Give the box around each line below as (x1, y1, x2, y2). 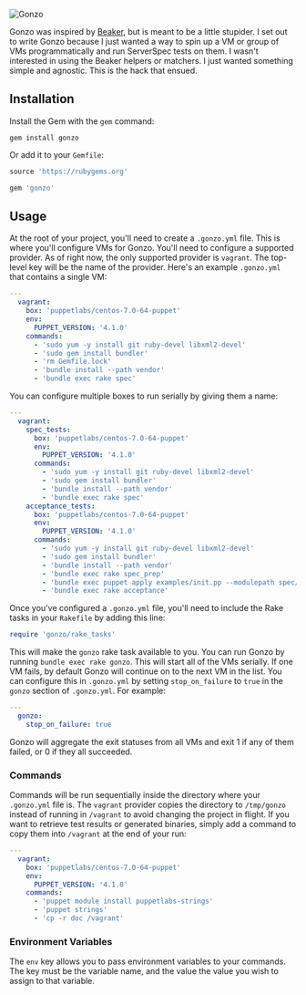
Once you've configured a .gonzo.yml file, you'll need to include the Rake (9, 603, 284, 614)
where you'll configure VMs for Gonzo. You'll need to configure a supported (9, 243, 294, 254)
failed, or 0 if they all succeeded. (9, 746, 133, 757)
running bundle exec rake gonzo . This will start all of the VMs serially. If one (9, 657, 293, 668)
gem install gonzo (9, 133, 79, 142)
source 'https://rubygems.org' (9, 167, 128, 176)
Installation (9, 91, 75, 107)
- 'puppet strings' (33, 906, 107, 915)
